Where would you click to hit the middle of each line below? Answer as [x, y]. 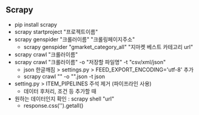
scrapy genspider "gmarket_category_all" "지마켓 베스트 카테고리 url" [108, 47]
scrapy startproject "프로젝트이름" [56, 31]
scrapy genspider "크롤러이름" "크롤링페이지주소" [75, 39]
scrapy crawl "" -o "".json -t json [64, 76]
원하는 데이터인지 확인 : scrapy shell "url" [64, 99]
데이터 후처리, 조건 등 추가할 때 [60, 91]
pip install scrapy [36, 24]
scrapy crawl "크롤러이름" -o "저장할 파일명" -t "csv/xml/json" [90, 62]
